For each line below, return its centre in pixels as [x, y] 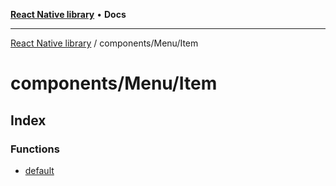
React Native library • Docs [68, 14]
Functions [35, 149]
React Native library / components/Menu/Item [104, 43]
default [39, 170]
